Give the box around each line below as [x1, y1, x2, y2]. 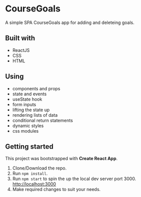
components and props [12, 85, 61, 91]
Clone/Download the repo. [12, 165, 67, 171]
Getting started [5, 142, 54, 151]
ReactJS [12, 47, 30, 53]
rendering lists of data [12, 112, 58, 118]
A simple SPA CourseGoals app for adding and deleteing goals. [5, 19, 135, 25]
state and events [12, 91, 47, 97]
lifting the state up [12, 107, 50, 113]
